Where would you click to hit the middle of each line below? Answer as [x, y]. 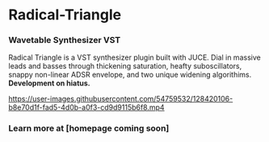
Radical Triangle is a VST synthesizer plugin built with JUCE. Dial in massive [134, 57]
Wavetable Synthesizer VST [65, 40]
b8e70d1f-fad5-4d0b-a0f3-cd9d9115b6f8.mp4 [86, 107]
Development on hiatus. [49, 83]
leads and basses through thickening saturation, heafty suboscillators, [125, 66]
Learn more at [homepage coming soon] [89, 128]
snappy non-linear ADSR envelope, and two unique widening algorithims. [130, 75]
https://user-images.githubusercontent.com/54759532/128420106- [121, 99]
